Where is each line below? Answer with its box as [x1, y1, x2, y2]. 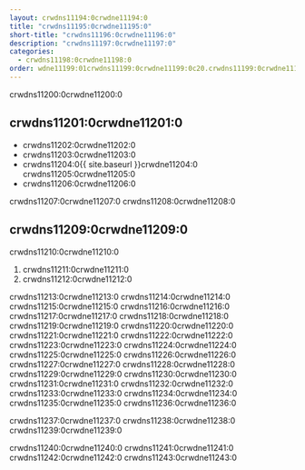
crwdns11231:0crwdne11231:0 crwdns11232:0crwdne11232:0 [9, 378, 234, 389]
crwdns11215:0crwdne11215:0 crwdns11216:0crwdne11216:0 [9, 301, 230, 312]
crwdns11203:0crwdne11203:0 [22, 149, 136, 160]
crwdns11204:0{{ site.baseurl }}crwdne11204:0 [22, 158, 198, 169]
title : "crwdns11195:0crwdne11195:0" [9, 22, 152, 31]
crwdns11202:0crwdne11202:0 [22, 139, 136, 150]
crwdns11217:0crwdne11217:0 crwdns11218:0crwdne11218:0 [9, 310, 229, 321]
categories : [9, 47, 54, 56]
